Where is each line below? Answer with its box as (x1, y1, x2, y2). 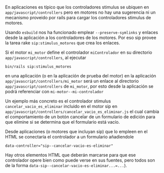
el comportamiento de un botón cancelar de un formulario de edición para (5, 114, 156, 120)
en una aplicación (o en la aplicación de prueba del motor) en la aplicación (5, 73, 157, 78)
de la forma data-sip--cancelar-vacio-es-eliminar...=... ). (5, 163, 127, 168)
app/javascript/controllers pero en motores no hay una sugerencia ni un (5, 9, 156, 15)
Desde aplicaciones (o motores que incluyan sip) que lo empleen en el (5, 129, 148, 135)
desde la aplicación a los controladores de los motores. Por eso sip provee (5, 35, 157, 40)
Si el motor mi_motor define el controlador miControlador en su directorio (5, 49, 153, 55)
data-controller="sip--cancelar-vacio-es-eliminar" (5, 143, 113, 148)
